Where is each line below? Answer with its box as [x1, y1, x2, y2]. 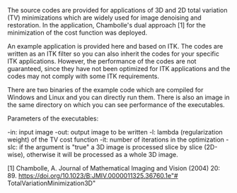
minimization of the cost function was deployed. [7, 28, 148, 37]
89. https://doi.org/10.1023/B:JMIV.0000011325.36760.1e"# [7, 172, 178, 180]
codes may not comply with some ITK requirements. [7, 72, 159, 80]
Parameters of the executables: [7, 114, 99, 123]
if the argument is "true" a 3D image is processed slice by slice [18, 143, 203, 151]
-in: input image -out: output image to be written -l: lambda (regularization [7, 128, 223, 136]
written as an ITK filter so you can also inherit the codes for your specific [7, 49, 219, 58]
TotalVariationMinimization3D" [7, 179, 96, 187]
